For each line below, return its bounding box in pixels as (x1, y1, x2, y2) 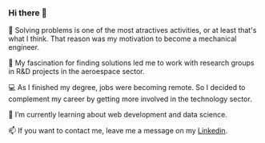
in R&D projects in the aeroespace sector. (8, 67, 146, 76)
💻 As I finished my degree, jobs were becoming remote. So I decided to (8, 83, 246, 92)
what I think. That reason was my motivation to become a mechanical (8, 34, 237, 43)
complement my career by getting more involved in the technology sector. (8, 94, 252, 104)
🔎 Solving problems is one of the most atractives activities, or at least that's (8, 26, 257, 35)
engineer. (8, 43, 40, 52)
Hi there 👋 (8, 7, 48, 18)
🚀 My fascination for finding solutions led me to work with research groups (8, 58, 255, 67)
